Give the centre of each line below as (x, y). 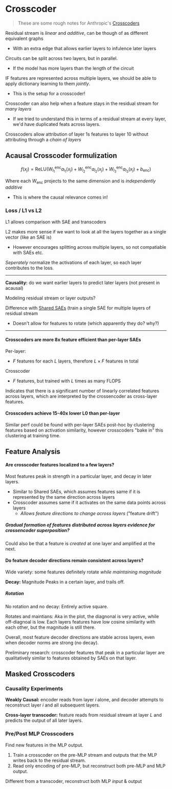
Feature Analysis (33, 452)
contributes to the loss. (30, 268)
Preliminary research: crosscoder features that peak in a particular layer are (85, 652)
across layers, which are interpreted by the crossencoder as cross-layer (81, 396)
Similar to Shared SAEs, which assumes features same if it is (77, 492)
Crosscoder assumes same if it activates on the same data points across (89, 502)
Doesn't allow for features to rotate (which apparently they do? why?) (86, 323)
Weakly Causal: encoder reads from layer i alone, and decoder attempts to (84, 700)
